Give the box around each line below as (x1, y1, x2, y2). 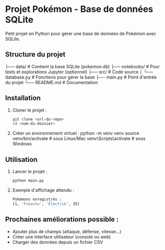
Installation (5, 94, 41, 103)
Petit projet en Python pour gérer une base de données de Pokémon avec (5, 30, 157, 36)
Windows (12, 141, 32, 147)
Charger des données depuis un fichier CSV (12, 239, 103, 245)
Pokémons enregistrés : (12, 197, 62, 202)
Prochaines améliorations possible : (5, 215, 119, 224)
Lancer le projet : (12, 168, 47, 175)
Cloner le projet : (12, 107, 47, 113)
